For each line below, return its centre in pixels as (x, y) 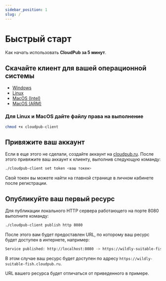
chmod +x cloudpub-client (32, 127)
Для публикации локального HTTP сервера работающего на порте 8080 (82, 211)
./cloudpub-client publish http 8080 (44, 225)
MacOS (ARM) (27, 104)
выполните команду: (27, 216)
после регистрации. (26, 183)
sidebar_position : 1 (26, 10)
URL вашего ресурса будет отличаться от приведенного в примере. (77, 273)
